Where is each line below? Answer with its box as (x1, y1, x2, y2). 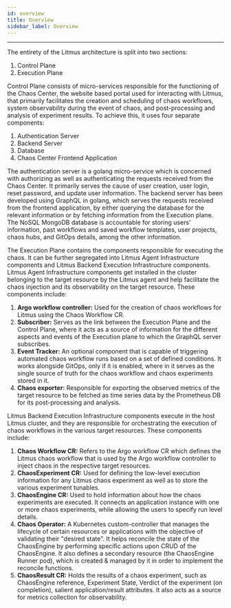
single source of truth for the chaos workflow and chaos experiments (16, 369, 213, 378)
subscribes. (16, 340, 51, 348)
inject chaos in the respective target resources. (16, 462, 151, 470)
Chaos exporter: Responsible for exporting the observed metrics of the (16, 384, 220, 392)
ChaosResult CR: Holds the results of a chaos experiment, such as (16, 572, 207, 580)
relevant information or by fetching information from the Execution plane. (7, 211, 214, 219)
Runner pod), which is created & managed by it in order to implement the (16, 556, 223, 565)
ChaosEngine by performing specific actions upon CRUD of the (16, 542, 197, 550)
